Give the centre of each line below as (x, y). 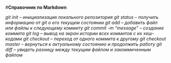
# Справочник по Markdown (36, 7)
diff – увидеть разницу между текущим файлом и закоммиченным (78, 50)
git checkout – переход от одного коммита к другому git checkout (94, 39)
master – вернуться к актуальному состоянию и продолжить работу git (84, 44)
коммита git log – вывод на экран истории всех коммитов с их (74, 33)
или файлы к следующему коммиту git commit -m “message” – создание (85, 28)
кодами (14, 39)
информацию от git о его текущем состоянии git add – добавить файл (81, 23)
